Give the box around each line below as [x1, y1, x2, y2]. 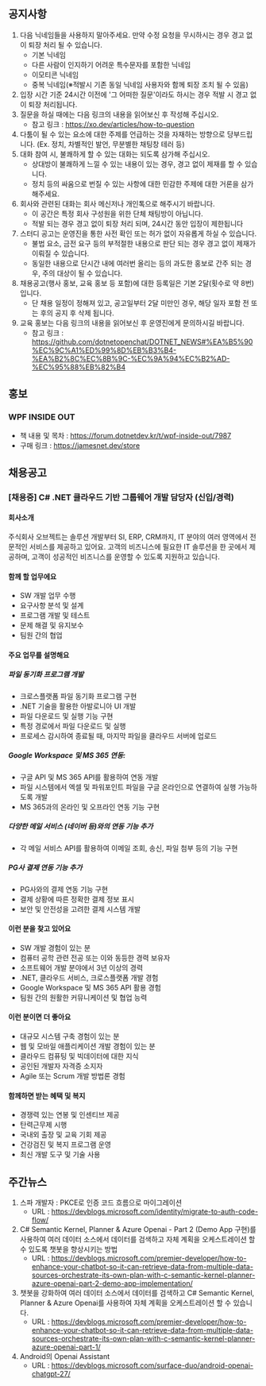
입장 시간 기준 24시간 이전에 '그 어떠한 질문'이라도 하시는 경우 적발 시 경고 [19, 90, 249, 99]
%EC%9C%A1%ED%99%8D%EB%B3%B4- [31, 345, 177, 355]
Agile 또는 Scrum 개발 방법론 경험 [19, 1071, 125, 1081]
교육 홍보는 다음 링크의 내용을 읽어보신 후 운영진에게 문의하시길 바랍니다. [19, 318, 245, 327]
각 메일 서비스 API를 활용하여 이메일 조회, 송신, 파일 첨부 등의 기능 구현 [19, 843, 238, 852]
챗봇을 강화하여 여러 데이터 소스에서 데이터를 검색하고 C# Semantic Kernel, [19, 1288, 255, 1298]
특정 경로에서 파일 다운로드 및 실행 [19, 721, 126, 731]
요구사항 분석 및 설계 [19, 600, 84, 610]
